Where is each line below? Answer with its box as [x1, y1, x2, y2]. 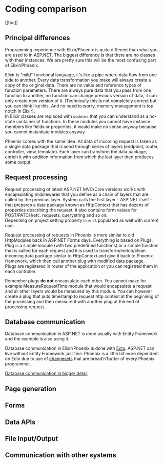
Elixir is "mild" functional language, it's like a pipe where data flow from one [5, 72, 157, 78]
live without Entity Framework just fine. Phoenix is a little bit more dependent [5, 351, 159, 357]
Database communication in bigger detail [5, 370, 88, 377]
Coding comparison [5, 3, 87, 15]
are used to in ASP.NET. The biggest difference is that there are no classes [5, 52, 155, 58]
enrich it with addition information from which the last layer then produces [5, 154, 154, 160]
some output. [5, 159, 32, 165]
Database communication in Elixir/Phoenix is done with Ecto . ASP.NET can [5, 345, 155, 351]
